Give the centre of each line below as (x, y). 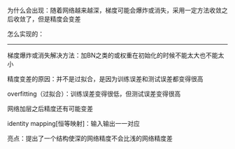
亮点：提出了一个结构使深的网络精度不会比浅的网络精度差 (90, 138)
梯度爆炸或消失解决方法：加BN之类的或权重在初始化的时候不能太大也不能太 (116, 55)
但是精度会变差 (59, 19)
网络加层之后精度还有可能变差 (50, 108)
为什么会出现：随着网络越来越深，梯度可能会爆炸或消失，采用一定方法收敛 (114, 10)
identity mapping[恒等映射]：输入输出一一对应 (73, 123)
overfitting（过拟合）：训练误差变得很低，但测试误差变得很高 (94, 94)
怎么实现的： (26, 34)
